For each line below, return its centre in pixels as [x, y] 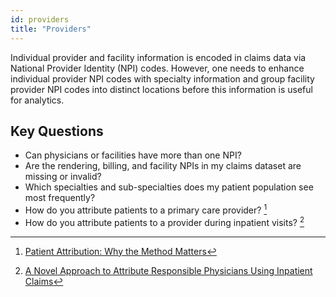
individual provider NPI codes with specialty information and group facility [162, 78]
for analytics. [37, 100]
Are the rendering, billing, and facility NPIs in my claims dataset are [163, 166]
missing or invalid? [63, 177]
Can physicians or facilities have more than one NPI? [133, 155]
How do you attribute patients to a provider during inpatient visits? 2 [164, 221]
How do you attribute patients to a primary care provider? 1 [146, 209]
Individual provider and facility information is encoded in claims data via [158, 57]
